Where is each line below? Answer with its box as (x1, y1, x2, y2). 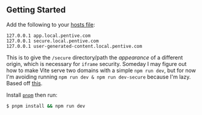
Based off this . (6, 79, 42, 87)
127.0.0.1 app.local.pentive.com (6, 33, 91, 39)
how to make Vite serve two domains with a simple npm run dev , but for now (6, 67, 196, 74)
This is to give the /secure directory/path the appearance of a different (6, 54, 183, 61)
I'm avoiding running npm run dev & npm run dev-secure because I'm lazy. (6, 73, 191, 80)
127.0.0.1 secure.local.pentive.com (6, 38, 99, 44)
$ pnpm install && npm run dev (6, 103, 86, 109)
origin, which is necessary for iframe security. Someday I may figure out (6, 60, 187, 67)
